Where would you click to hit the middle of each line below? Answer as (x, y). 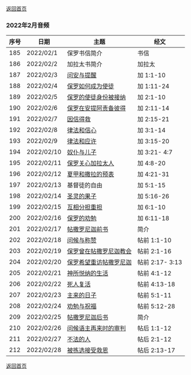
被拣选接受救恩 (88, 350)
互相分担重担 (85, 207)
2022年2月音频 (28, 25)
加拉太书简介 (85, 65)
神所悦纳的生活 (88, 273)
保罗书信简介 (85, 53)
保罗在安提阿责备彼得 (96, 109)
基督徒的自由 (85, 185)
